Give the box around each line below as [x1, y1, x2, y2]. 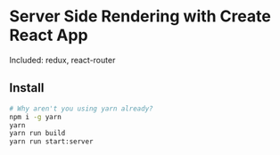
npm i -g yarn [9, 112, 62, 121]
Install [9, 80, 45, 95]
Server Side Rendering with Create [9, 6, 272, 27]
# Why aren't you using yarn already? [9, 104, 153, 113]
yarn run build [9, 129, 66, 138]
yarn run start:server [9, 137, 94, 146]
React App [9, 25, 88, 45]
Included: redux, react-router [9, 54, 116, 65]
